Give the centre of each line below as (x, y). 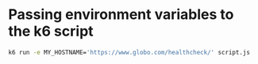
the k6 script (51, 31)
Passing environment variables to (121, 15)
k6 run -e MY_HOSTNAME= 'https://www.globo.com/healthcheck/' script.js (129, 52)
